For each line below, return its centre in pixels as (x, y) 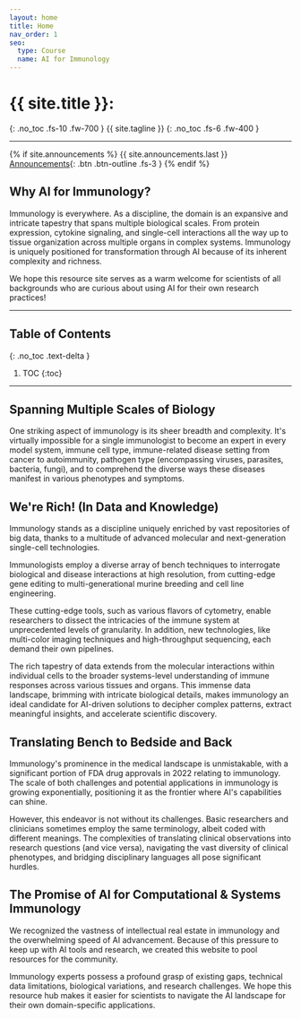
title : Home (31, 26)
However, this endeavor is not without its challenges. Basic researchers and (149, 819)
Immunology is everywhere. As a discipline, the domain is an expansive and (149, 213)
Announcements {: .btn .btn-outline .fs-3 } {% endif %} (110, 163)
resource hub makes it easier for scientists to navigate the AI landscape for (148, 995)
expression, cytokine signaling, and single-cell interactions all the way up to (149, 232)
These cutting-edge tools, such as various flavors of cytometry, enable (140, 611)
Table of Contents (60, 334)
